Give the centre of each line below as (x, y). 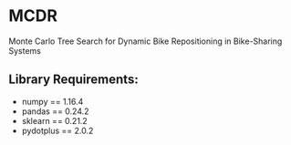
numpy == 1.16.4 (52, 101)
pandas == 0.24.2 (55, 111)
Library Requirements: (73, 80)
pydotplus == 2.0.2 (57, 130)
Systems (25, 50)
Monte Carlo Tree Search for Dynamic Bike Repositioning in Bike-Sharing (145, 41)
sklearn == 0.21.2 (54, 120)
